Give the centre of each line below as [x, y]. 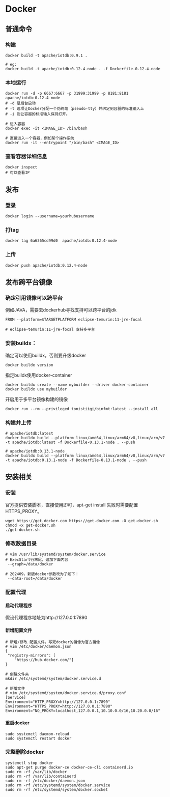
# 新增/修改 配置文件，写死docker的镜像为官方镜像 [53, 642]
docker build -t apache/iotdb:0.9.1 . [46, 55]
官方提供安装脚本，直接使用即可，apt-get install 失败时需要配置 [72, 505]
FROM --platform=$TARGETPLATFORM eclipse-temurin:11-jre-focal [74, 320]
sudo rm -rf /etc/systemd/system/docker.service [58, 785]
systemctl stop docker [29, 763]
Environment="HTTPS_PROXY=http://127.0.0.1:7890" [59, 706]
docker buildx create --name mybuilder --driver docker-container [77, 385]
